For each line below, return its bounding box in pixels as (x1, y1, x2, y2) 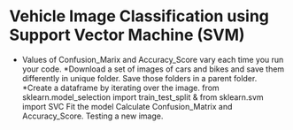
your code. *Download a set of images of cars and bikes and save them (21, 64, 285, 74)
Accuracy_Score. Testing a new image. (21, 111, 164, 121)
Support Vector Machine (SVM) (9, 25, 245, 45)
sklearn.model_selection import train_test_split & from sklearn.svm (21, 91, 264, 103)
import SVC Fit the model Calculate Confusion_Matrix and (21, 101, 233, 111)
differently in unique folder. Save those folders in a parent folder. (21, 73, 258, 83)
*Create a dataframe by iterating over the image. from (21, 82, 220, 93)
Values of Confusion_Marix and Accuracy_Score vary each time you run (21, 54, 284, 65)
